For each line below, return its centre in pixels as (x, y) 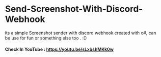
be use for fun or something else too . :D (46, 38)
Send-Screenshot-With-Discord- (74, 9)
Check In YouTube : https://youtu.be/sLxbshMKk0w (59, 49)
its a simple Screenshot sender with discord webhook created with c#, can (80, 33)
